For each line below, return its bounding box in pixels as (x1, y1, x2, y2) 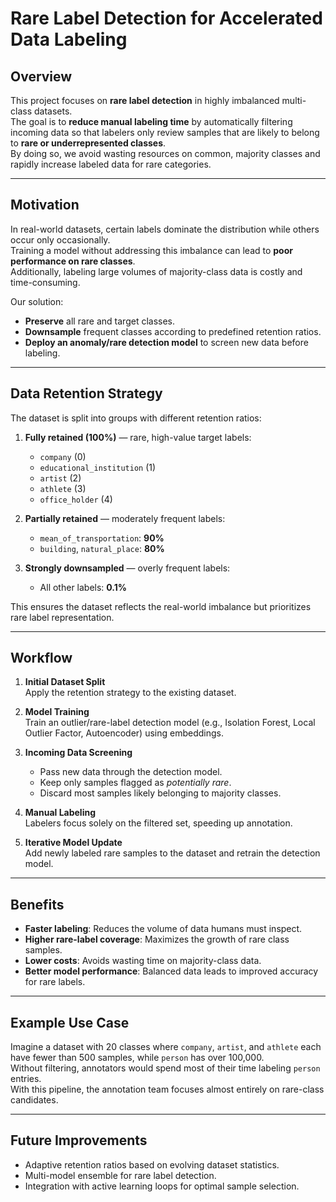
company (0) (39, 450, 87, 462)
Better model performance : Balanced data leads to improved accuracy (24, 965, 319, 977)
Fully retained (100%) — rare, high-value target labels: (24, 431, 252, 443)
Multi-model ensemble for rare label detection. (24, 1169, 217, 1181)
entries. (10, 1073, 42, 1085)
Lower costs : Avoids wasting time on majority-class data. (24, 955, 262, 967)
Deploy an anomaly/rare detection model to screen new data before (24, 336, 309, 348)
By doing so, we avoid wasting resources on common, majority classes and (10, 148, 321, 159)
